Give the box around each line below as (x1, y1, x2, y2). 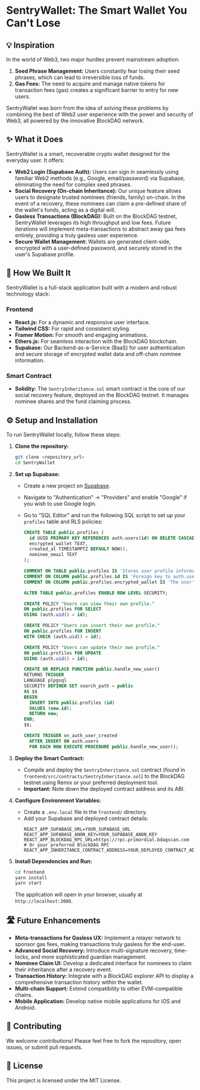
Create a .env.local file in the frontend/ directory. (23, 808, 148, 815)
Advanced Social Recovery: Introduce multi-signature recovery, (14, 947, 174, 954)
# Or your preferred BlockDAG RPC (23, 842, 110, 848)
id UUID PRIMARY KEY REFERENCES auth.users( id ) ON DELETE (29, 535, 176, 541)
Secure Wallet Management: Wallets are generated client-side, (14, 238, 171, 245)
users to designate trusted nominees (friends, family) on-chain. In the (14, 194, 186, 201)
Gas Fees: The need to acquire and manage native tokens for (14, 80, 165, 87)
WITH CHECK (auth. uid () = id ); (23, 634, 102, 640)
